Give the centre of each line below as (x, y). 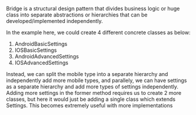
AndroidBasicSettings (41, 44)
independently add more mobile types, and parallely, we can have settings (97, 80)
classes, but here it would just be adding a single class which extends (91, 99)
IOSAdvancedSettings (42, 63)
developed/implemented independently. (55, 21)
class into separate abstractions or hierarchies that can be (77, 15)
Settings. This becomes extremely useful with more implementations (89, 105)
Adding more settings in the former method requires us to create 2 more (94, 93)
